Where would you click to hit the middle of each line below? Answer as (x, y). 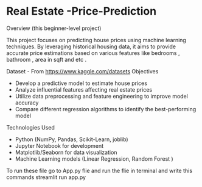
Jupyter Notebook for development (59, 145)
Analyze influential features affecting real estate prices (84, 89)
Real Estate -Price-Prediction (82, 11)
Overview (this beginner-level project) (54, 28)
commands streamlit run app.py (46, 177)
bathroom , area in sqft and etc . (47, 59)
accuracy (27, 103)
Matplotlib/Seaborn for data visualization (66, 152)
